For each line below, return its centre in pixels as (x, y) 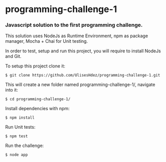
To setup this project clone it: (35, 66)
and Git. (13, 56)
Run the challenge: (25, 146)
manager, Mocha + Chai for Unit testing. (47, 41)
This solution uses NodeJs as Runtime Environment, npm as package (77, 36)
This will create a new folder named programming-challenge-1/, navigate (80, 85)
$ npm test (17, 136)
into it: (12, 90)
